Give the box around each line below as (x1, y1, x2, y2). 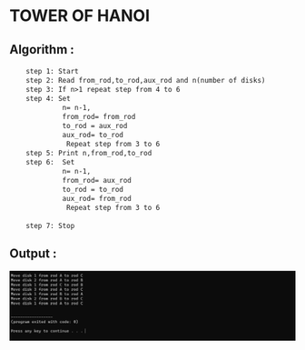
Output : (9, 246, 57, 262)
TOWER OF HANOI (9, 5, 151, 26)
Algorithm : (9, 42, 74, 57)
